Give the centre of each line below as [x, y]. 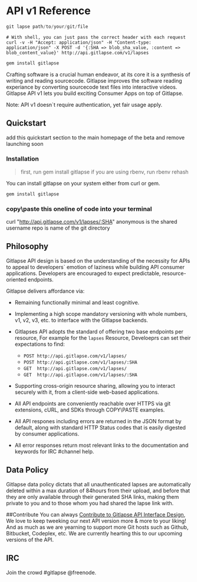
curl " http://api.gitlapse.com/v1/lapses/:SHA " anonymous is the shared [92, 222]
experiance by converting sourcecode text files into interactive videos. [92, 87]
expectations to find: [40, 344]
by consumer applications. [47, 434]
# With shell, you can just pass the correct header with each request [96, 37]
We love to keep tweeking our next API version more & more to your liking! [96, 521]
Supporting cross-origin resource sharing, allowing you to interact [95, 385]
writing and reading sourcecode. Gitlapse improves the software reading [94, 80]
